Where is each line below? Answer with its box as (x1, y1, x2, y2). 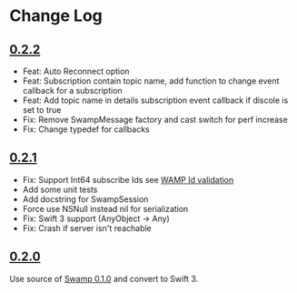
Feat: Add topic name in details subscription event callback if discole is (22, 95, 289, 106)
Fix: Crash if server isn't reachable (22, 222, 152, 233)
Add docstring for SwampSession (22, 193, 149, 205)
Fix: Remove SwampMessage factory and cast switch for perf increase (22, 115, 288, 125)
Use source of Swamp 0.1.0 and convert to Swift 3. (9, 273, 199, 284)
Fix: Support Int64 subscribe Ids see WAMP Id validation (22, 174, 234, 185)
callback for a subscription (22, 86, 123, 96)
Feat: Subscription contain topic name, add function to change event (22, 76, 280, 86)
